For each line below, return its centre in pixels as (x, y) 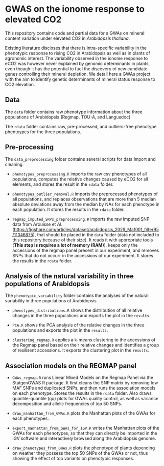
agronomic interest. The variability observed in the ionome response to (77, 58)
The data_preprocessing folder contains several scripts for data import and (80, 159)
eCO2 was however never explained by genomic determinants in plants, (78, 63)
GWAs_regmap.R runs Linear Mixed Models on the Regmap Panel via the (82, 378)
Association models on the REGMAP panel (71, 365)
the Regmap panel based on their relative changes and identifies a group (85, 345)
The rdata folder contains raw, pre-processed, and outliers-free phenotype (81, 126)
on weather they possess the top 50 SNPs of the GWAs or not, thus (80, 453)
